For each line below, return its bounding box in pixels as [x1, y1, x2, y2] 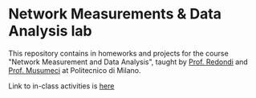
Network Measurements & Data [8, 5, 222, 23]
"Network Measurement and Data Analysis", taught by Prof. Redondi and [8, 57, 249, 67]
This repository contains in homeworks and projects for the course [8, 48, 229, 58]
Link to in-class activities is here [8, 81, 115, 91]
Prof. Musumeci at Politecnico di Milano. [8, 65, 141, 75]
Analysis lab [8, 22, 92, 40]
